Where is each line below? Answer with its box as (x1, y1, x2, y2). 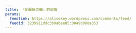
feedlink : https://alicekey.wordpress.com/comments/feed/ (9, 16, 132, 21)
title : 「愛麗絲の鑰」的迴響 (5, 7, 58, 12)
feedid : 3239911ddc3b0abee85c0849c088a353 (9, 20, 98, 26)
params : (5, 12, 21, 16)
